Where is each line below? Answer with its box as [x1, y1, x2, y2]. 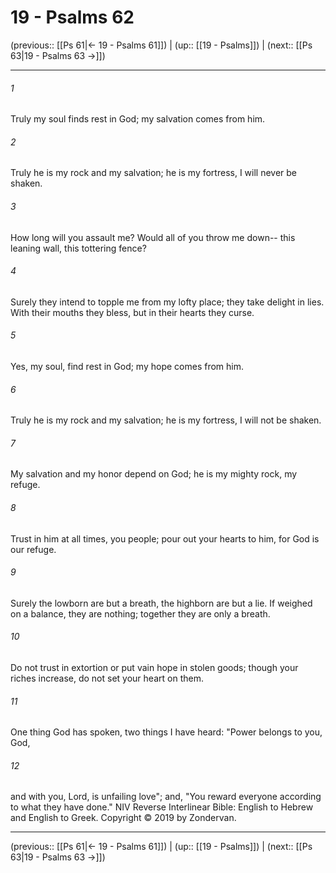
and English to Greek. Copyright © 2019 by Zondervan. [10, 812, 237, 824]
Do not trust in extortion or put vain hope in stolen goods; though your [10, 661, 299, 673]
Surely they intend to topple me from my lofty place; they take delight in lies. [10, 296, 325, 308]
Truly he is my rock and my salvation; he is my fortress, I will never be [10, 167, 298, 179]
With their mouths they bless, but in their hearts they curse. [10, 306, 255, 318]
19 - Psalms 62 [10, 6, 135, 29]
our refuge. [10, 543, 57, 555]
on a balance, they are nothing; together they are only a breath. [10, 607, 271, 620]
